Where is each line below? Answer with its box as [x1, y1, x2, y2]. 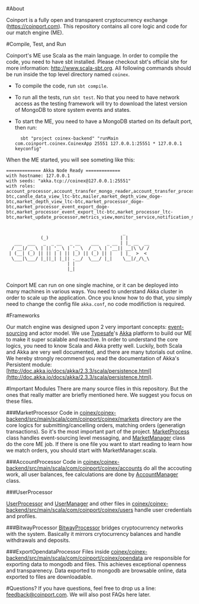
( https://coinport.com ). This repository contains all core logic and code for [6, 23, 188, 30]
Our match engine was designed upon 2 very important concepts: [6, 324, 167, 330]
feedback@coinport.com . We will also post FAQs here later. [6, 591, 151, 598]
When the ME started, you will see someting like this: [6, 156, 135, 163]
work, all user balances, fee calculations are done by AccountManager [6, 471, 179, 478]
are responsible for [144, 554, 191, 561]
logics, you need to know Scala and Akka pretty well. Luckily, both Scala [6, 343, 182, 349]
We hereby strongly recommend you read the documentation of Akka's [6, 355, 179, 361]
